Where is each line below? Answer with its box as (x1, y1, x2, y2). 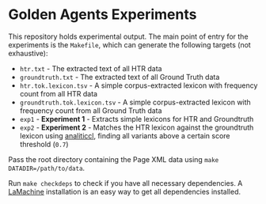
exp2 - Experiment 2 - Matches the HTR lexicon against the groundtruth (19, 123, 254, 132)
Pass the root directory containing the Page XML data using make (8, 154, 219, 164)
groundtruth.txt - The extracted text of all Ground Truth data (19, 72, 220, 81)
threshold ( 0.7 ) (19, 139, 69, 149)
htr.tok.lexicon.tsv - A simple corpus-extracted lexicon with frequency (19, 81, 258, 90)
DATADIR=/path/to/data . (8, 163, 85, 172)
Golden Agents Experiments (8, 6, 197, 24)
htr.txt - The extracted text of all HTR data (19, 63, 162, 73)
